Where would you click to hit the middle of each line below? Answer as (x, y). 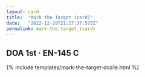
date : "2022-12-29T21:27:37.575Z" (52, 23)
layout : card (23, 12)
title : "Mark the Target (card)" (50, 17)
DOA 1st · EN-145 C (43, 53)
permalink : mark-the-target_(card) (51, 29)
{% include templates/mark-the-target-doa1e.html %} (73, 67)
